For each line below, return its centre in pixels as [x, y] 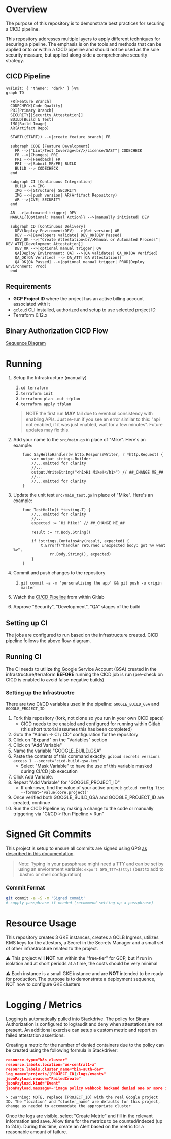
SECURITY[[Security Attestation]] [47, 115]
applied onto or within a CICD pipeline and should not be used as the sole [82, 49]
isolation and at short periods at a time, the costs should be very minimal [82, 964]
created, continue [31, 803]
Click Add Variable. [33, 777]
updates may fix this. [48, 430]
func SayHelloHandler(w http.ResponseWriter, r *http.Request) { [93, 455]
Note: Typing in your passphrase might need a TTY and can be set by [91, 864]
